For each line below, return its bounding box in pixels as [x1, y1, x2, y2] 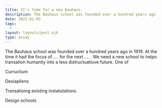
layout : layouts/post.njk [5, 30, 58, 35]
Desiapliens [5, 78, 29, 84]
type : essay [5, 35, 30, 40]
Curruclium [5, 68, 28, 74]
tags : [5, 21, 16, 26]
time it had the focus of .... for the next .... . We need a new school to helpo [5, 54, 157, 59]
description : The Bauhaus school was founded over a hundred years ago [5, 12, 156, 17]
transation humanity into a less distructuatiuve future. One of [5, 59, 129, 65]
